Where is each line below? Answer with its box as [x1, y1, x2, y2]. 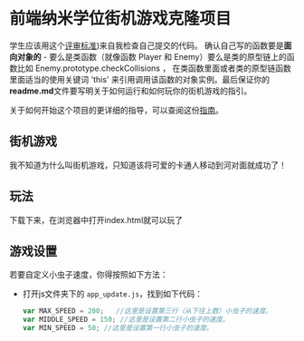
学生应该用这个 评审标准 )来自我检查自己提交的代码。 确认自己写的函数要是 [9, 40, 285, 51]
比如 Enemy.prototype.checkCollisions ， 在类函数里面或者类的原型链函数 [16, 63, 292, 73]
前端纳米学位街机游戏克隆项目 [9, 8, 233, 29]
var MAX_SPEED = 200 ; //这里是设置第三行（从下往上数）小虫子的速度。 [22, 307, 273, 316]
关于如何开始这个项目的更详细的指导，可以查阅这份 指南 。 [9, 104, 223, 115]
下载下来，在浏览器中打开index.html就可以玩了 [9, 214, 184, 225]
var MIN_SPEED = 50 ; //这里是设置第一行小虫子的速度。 [22, 324, 214, 333]
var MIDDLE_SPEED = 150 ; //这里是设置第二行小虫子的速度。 [22, 315, 230, 325]
